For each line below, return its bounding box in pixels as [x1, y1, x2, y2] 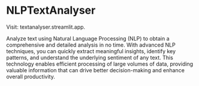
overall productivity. [6, 73, 55, 80]
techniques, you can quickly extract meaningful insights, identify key [6, 47, 176, 54]
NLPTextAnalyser [6, 4, 96, 17]
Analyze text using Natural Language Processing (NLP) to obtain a [6, 35, 170, 42]
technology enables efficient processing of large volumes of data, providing [6, 60, 194, 67]
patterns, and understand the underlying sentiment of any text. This [6, 54, 174, 61]
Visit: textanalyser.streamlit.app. [6, 23, 86, 30]
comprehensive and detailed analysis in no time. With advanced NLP [6, 41, 176, 48]
